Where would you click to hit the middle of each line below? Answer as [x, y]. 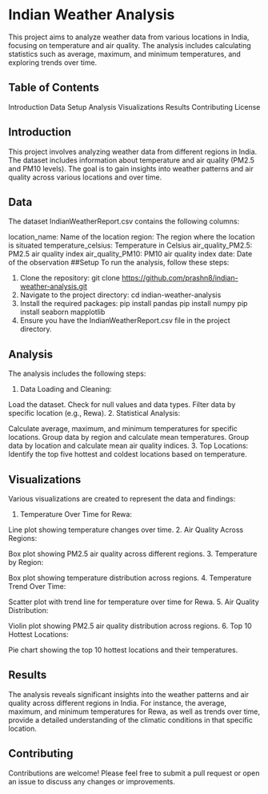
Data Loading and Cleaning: [66, 389]
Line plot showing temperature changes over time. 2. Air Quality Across [126, 530]
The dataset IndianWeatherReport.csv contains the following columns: [124, 221]
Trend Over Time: [37, 586]
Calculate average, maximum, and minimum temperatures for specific [123, 429]
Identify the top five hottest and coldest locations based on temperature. [128, 454]
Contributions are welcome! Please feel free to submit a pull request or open [134, 773]
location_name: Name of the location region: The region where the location [132, 237]
